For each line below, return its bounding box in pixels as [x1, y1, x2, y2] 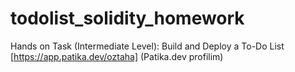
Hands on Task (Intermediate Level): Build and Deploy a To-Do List [10, 40, 285, 52]
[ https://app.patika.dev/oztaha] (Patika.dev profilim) [10, 50, 224, 62]
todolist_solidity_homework [10, 7, 245, 30]
